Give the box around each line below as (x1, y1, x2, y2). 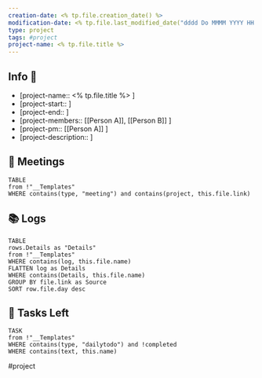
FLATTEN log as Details (8, 264, 86, 272)
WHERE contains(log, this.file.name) (8, 257, 132, 266)
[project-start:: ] (19, 99, 72, 108)
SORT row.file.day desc (8, 284, 86, 293)
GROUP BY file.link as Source (8, 278, 107, 286)
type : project (8, 26, 55, 34)
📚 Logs (8, 212, 46, 226)
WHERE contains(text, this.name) (8, 347, 118, 356)
